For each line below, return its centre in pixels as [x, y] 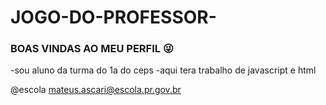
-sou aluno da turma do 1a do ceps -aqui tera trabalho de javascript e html [163, 70]
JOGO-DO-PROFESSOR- [113, 17]
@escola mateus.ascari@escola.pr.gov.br [96, 90]
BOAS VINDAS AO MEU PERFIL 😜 [92, 49]
